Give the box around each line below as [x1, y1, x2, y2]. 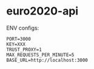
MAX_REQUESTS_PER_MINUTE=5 [6, 51, 75, 58]
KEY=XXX [6, 41, 26, 47]
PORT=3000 [6, 36, 32, 42]
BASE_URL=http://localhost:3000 [6, 57, 88, 63]
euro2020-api [6, 4, 79, 18]
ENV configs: [6, 24, 39, 31]
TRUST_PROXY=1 [6, 47, 42, 53]
